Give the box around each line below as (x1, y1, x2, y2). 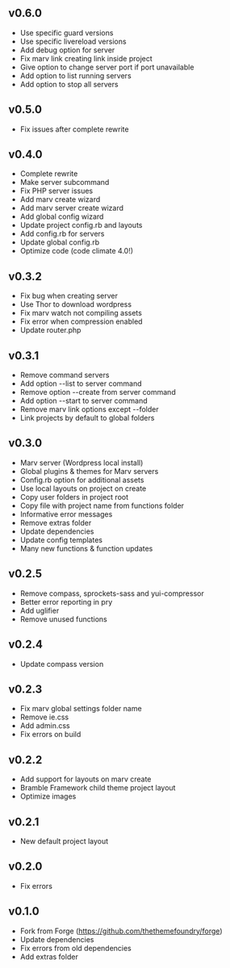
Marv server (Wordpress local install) (19, 458, 144, 467)
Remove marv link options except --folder (19, 404, 159, 414)
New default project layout (19, 836, 109, 846)
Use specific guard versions (19, 27, 114, 37)
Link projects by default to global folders (19, 413, 155, 423)
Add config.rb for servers (19, 229, 105, 239)
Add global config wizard (19, 212, 104, 221)
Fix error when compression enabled (19, 316, 143, 326)
